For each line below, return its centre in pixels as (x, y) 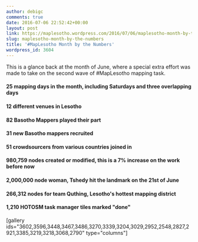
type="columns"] (107, 233)
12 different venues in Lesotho (44, 106)
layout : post (22, 28)
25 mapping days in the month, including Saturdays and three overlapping (99, 87)
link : (13, 34)
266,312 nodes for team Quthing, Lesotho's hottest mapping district (91, 194)
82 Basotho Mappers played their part (54, 120)
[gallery (15, 220)
